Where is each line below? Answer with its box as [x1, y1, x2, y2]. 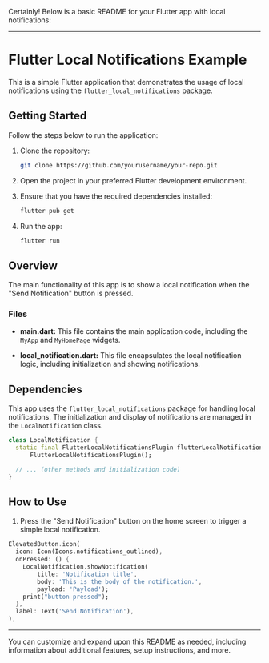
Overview [8, 259, 58, 272]
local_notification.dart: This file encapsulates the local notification [19, 351, 242, 360]
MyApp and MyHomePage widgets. [19, 336, 121, 345]
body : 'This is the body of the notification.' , [37, 577, 203, 585]
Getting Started [8, 109, 87, 123]
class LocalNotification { [8, 436, 98, 444]
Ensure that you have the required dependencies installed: [19, 191, 213, 201]
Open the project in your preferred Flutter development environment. [19, 175, 247, 185]
